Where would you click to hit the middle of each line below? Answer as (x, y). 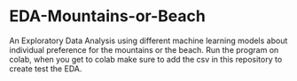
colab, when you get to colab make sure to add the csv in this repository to (146, 59)
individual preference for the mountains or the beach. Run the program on (144, 49)
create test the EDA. (46, 69)
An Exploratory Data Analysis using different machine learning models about (148, 40)
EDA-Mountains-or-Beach (107, 16)
